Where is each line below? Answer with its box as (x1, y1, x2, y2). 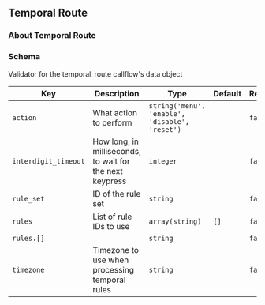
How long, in (92, 136, 140, 147)
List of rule (92, 211, 132, 222)
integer (148, 156, 177, 165)
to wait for (92, 156, 130, 167)
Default (212, 88, 242, 99)
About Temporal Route (8, 30, 96, 41)
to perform (92, 117, 132, 128)
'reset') (148, 125, 181, 134)
